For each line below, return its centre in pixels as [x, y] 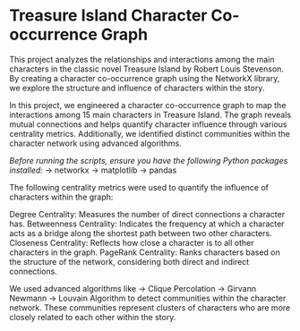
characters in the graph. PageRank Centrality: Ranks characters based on [145, 252]
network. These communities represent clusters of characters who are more [150, 307]
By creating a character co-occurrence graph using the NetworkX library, [145, 78]
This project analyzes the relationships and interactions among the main [142, 59]
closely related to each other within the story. [93, 317]
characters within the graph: [61, 197]
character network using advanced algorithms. [95, 143]
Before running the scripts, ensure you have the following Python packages [149, 160]
